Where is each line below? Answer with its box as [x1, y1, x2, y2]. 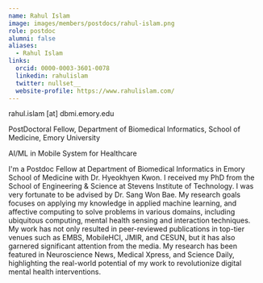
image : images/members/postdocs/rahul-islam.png [8, 19, 175, 27]
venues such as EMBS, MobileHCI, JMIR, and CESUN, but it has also [8, 233, 236, 243]
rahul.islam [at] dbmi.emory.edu [8, 109, 115, 119]
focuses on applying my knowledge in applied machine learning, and [8, 198, 237, 208]
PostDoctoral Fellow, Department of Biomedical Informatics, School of [8, 124, 240, 134]
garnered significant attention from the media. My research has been [8, 241, 238, 251]
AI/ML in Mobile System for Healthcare [8, 148, 137, 158]
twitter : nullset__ [15, 79, 81, 87]
